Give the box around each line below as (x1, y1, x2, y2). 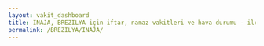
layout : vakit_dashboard (8, 11, 90, 19)
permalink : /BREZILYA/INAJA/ (8, 26, 104, 34)
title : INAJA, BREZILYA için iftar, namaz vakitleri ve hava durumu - (8, 19, 244, 27)
